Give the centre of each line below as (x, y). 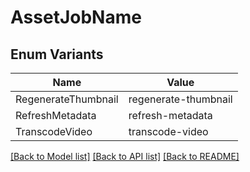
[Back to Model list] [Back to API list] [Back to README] (125, 156)
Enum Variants (57, 54)
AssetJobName (76, 17)
